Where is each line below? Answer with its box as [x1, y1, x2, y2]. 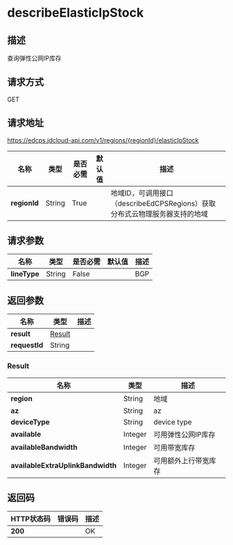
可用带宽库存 [153, 443, 196, 453]
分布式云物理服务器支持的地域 [110, 209, 208, 218]
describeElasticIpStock [7, 5, 144, 21]
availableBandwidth [10, 442, 78, 452]
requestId [10, 341, 44, 350]
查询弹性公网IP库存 [7, 54, 62, 62]
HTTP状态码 [10, 514, 51, 524]
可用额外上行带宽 [153, 455, 209, 465]
